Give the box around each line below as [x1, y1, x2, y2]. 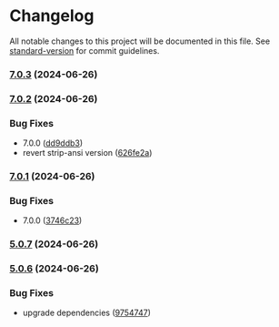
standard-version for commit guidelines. [9, 45, 160, 56]
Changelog [9, 5, 95, 26]
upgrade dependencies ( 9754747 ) [22, 307, 152, 319]
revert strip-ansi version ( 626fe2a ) [22, 148, 153, 158]
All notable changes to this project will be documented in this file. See [9, 36, 271, 46]
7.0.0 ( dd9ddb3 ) [22, 138, 84, 148]
